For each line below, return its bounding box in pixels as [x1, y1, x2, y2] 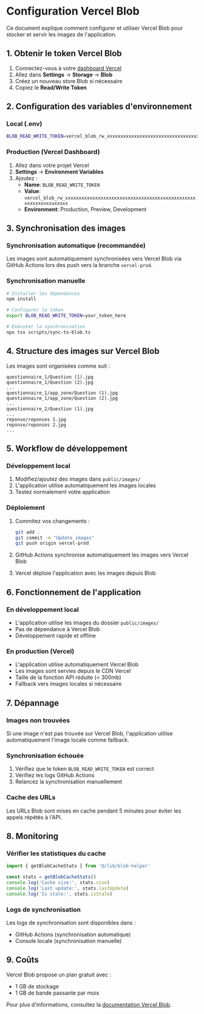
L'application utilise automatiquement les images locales [15, 482, 157, 489]
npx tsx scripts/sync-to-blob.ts [6, 329, 91, 335]
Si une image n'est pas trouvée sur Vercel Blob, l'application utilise [6, 729, 173, 737]
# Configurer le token [6, 307, 64, 313]
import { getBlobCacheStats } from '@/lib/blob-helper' [6, 863, 151, 869]
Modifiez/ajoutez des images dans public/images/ [15, 475, 141, 483]
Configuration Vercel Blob [6, 4, 140, 18]
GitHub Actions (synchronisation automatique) [15, 930, 131, 938]
